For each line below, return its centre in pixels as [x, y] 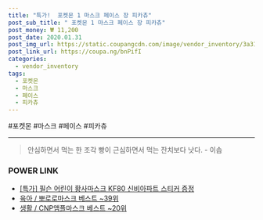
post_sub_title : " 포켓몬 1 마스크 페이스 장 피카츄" [87, 23]
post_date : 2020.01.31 [45, 37]
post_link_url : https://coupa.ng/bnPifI [75, 52]
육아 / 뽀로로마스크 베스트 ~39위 [69, 198]
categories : [27, 60]
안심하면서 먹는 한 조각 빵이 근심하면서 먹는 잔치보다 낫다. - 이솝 [125, 150]
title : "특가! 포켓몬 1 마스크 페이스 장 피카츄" [80, 15]
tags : [17, 74]
